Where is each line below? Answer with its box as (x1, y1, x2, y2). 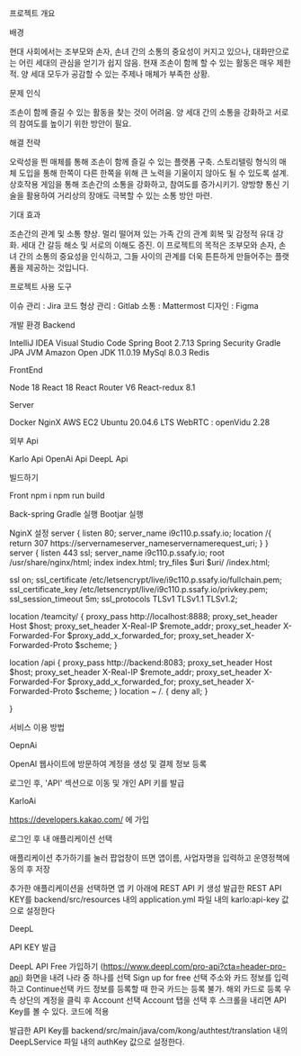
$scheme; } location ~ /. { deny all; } (75, 686, 208, 696)
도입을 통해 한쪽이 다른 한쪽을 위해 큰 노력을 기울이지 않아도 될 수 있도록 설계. (18, 167, 289, 178)
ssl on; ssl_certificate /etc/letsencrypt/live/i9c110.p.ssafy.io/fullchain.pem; (9, 574, 283, 585)
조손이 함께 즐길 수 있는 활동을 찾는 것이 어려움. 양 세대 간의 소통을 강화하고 (9, 107, 272, 117)
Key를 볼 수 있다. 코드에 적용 (9, 1006, 110, 1016)
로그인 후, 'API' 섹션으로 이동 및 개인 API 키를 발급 (9, 778, 185, 788)
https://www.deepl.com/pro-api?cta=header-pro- (102, 961, 287, 971)
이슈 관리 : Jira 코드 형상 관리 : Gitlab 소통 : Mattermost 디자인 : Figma (9, 301, 259, 311)
